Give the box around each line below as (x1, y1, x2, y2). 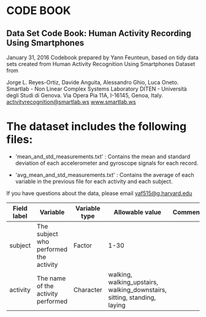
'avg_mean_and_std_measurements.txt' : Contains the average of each (15, 171, 194, 178)
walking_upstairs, (108, 278, 158, 286)
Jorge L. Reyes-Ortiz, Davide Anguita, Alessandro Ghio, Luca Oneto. (6, 79, 179, 86)
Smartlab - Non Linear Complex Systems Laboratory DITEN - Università (6, 85, 187, 92)
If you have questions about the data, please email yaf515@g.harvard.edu (6, 189, 193, 196)
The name (36, 274, 66, 282)
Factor (73, 241, 93, 250)
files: (6, 133, 33, 147)
